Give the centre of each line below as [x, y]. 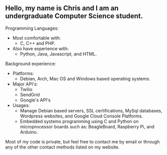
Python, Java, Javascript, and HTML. [58, 54]
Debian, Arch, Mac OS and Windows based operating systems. [85, 79]
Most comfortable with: [37, 38]
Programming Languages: [32, 28]
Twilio [26, 89]
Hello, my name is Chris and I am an [62, 8]
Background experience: [31, 63]
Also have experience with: [40, 48]
